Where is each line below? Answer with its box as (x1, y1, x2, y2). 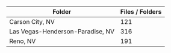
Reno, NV (9, 37, 36, 45)
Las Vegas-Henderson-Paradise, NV (9, 27, 114, 35)
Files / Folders (120, 8, 162, 15)
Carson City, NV (9, 18, 55, 26)
